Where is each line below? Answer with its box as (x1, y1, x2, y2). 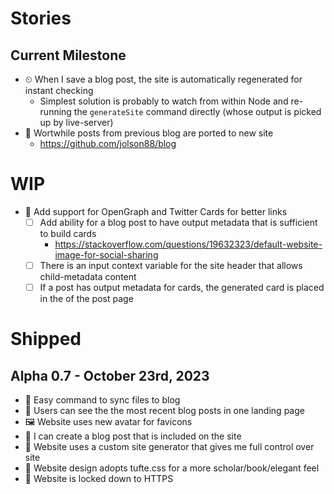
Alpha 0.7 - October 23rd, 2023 (10, 367, 210, 384)
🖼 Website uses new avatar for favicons (24, 416, 193, 428)
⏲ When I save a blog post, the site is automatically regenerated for (24, 73, 303, 85)
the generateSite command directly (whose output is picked (73, 106, 322, 117)
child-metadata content (39, 271, 137, 283)
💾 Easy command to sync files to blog (24, 394, 181, 406)
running (39, 106, 72, 117)
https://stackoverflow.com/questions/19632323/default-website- (54, 238, 323, 250)
